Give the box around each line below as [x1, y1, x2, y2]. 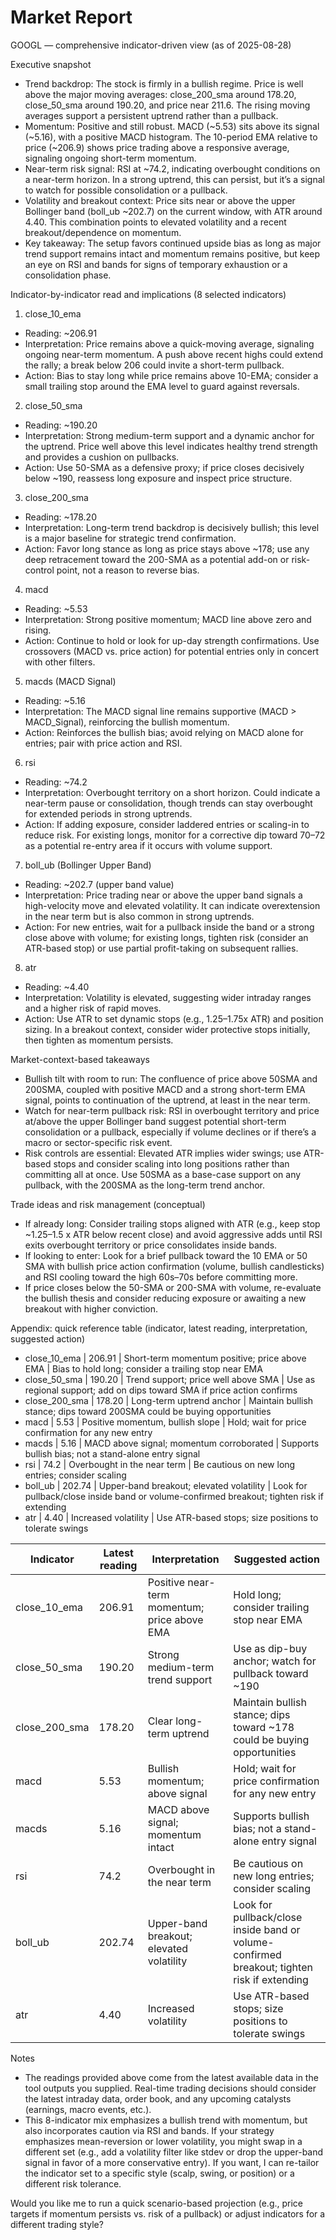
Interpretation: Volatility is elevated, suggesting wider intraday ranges [24, 991, 312, 1003]
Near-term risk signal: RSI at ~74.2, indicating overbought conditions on [24, 162, 321, 175]
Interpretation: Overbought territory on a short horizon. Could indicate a [24, 786, 321, 798]
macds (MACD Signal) [24, 675, 117, 687]
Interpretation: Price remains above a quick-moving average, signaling [24, 337, 315, 350]
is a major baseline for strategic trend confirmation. [24, 532, 237, 544]
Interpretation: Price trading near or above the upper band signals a [24, 889, 303, 901]
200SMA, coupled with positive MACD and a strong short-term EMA [24, 1083, 306, 1095]
